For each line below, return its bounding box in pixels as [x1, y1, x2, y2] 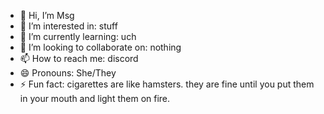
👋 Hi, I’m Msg [19, 10, 75, 21]
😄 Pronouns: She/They [19, 67, 117, 79]
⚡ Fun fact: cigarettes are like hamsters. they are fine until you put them [19, 78, 315, 90]
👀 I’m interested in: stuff [19, 20, 118, 32]
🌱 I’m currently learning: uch [19, 31, 137, 42]
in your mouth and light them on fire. [19, 93, 171, 104]
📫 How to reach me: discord [19, 53, 139, 64]
